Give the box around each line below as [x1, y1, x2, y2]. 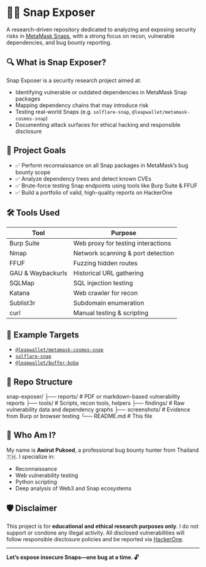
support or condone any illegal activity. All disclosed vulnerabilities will [6, 529, 185, 536]
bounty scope [15, 168, 51, 176]
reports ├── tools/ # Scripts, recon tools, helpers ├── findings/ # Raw [6, 399, 185, 407]
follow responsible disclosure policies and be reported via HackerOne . [6, 535, 184, 543]
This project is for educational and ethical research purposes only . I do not [6, 522, 199, 530]
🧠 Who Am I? [6, 430, 56, 440]
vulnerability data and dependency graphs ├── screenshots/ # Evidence [6, 406, 191, 413]
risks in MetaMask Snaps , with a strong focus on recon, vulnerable [6, 32, 175, 39]
